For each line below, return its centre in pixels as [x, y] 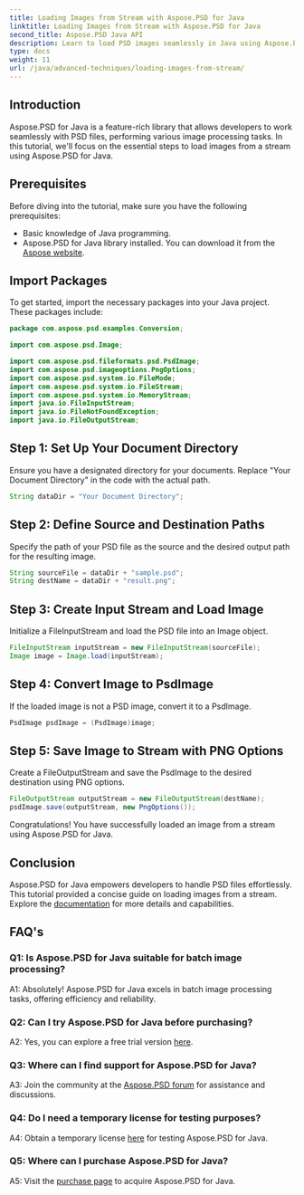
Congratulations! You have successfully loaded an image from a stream [142, 825]
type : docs [30, 52]
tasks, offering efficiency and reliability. [83, 999]
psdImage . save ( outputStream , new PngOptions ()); [103, 808]
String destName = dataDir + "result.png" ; [93, 581]
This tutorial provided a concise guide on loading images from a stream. [143, 894]
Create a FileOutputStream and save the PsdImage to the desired [130, 773]
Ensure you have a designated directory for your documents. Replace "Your [150, 470]
